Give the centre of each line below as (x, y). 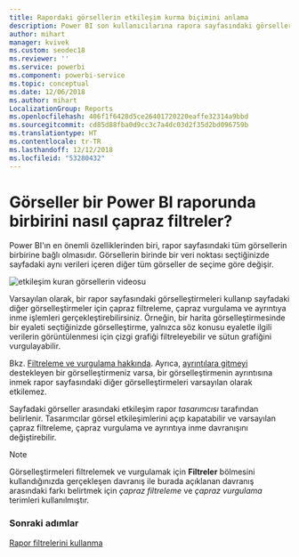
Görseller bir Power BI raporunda (133, 202)
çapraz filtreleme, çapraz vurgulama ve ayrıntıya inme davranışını (129, 428)
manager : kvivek (39, 42)
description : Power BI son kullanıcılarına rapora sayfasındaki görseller (151, 26)
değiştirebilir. (33, 438)
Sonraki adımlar (44, 523)
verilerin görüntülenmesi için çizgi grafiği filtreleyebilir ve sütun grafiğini (141, 337)
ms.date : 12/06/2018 (48, 92)
